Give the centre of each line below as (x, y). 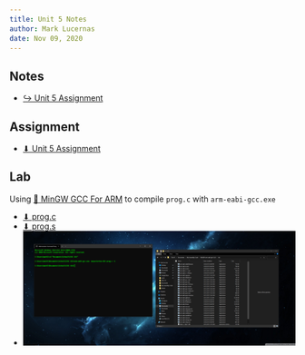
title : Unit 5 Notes (49, 19)
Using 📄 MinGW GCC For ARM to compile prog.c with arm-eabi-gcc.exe (143, 199)
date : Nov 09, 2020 (46, 38)
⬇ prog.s (39, 226)
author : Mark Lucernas (52, 29)
